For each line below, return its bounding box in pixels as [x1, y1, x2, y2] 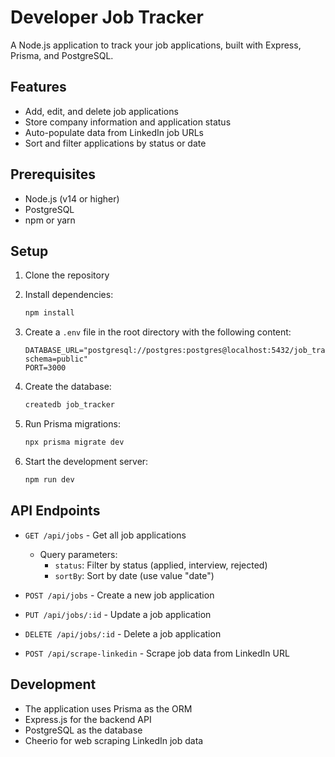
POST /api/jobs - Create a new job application [24, 589, 215, 601]
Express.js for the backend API [24, 713, 152, 725]
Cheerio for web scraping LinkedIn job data [24, 734, 204, 746]
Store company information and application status [24, 116, 232, 128]
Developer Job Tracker [10, 6, 204, 29]
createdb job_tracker [24, 400, 115, 410]
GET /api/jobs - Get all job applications [24, 529, 187, 541]
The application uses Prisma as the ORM [24, 702, 193, 715]
